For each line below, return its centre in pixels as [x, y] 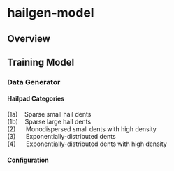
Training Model [41, 62]
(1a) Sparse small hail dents [49, 114]
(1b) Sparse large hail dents [49, 122]
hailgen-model [51, 13]
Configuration [28, 160]
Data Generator [34, 82]
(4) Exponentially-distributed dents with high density [87, 144]
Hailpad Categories [36, 98]
